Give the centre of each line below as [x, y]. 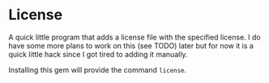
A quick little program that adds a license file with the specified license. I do [134, 37]
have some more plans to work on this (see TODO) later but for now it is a [131, 45]
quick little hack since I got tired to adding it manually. [98, 54]
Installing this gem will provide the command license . [98, 69]
